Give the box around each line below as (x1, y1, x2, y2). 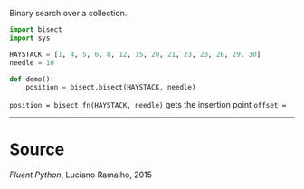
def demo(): (9, 74, 54, 84)
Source (9, 139, 65, 160)
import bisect (9, 25, 63, 34)
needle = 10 (9, 58, 54, 67)
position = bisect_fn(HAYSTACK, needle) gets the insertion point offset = (9, 99, 287, 110)
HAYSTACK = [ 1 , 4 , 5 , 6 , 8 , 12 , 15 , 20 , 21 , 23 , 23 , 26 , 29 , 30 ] (9, 50, 261, 59)
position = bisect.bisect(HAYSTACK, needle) (25, 83, 196, 92)
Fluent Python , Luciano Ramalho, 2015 (9, 169, 152, 180)
